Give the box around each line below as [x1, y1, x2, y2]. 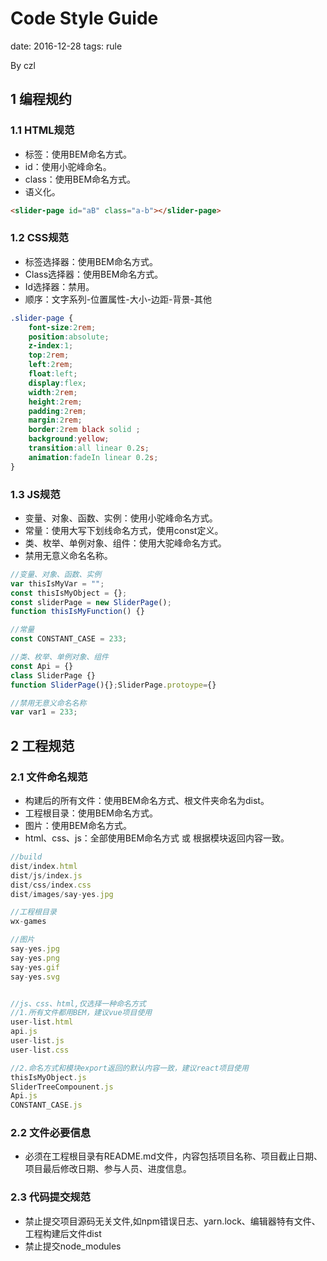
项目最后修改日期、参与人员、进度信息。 [24, 1163, 192, 1175]
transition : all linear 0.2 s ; [28, 443, 150, 454]
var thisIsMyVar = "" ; [10, 578, 105, 589]
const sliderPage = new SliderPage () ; [10, 597, 172, 607]
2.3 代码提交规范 [10, 1190, 91, 1204]
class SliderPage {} [10, 670, 97, 681]
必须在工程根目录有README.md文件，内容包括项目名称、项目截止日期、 [24, 1150, 323, 1162]
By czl [10, 59, 36, 71]
